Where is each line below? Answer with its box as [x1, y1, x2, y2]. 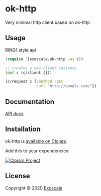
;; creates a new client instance [5, 65, 77, 70]
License [5, 172, 30, 180]
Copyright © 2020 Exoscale [5, 185, 63, 191]
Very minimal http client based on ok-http [5, 19, 90, 25]
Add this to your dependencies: [5, 147, 70, 154]
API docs [5, 110, 24, 117]
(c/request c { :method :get [5, 79, 64, 84]
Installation [5, 125, 41, 133]
